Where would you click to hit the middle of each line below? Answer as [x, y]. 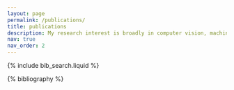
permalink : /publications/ [46, 20]
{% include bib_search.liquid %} [53, 65]
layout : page [26, 13]
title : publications [37, 26]
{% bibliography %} [36, 79]
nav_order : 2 [26, 46]
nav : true [22, 39]
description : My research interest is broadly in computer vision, [107, 33]
